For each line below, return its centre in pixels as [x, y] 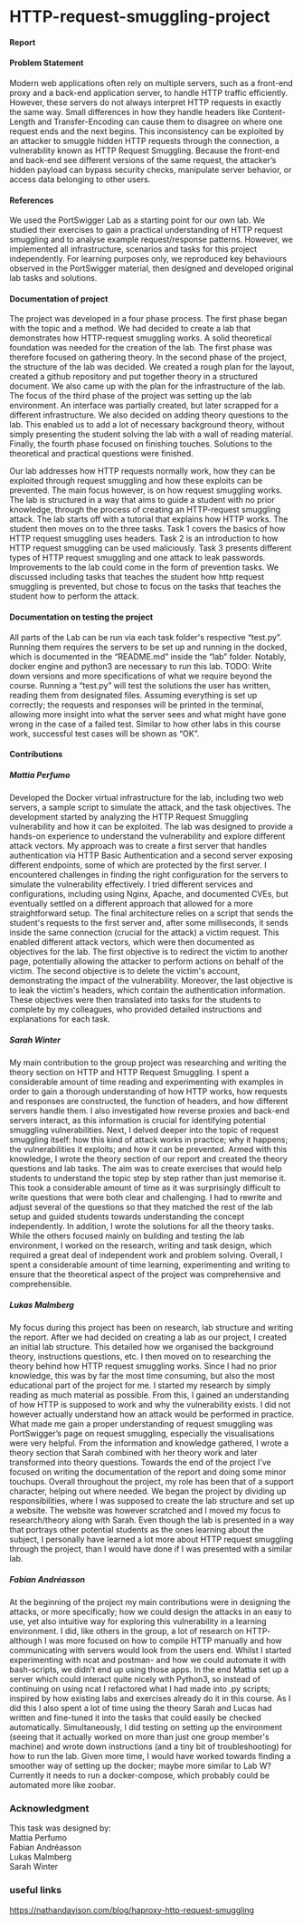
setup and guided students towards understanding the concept [127, 1217]
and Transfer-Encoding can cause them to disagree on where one [160, 121]
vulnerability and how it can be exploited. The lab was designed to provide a [151, 827]
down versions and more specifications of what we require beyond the [141, 676]
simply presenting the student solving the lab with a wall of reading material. [151, 434]
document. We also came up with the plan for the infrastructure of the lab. [147, 386]
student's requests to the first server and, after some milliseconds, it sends [149, 923]
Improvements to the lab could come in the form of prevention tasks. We [144, 567]
